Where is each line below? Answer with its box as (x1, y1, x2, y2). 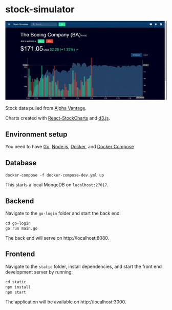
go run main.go (5, 226, 38, 231)
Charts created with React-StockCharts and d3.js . (5, 115, 110, 121)
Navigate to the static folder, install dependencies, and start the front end (5, 263, 162, 269)
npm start (5, 289, 27, 295)
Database (5, 158, 37, 167)
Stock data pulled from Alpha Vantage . (5, 105, 87, 111)
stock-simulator (5, 4, 75, 15)
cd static (5, 279, 27, 284)
